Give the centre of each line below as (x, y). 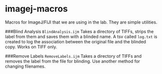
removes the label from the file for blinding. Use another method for (73, 61)
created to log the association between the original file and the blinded (76, 41)
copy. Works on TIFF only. (31, 47)
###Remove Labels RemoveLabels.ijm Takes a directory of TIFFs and (73, 56)
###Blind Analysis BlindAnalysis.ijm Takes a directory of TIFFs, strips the (79, 31)
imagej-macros (36, 9)
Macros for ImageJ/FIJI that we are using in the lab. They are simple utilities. (81, 22)
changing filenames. (25, 66)
